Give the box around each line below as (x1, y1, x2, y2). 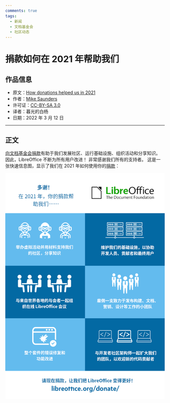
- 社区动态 (10, 29, 30, 35)
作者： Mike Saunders (12, 96, 58, 102)
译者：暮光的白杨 (12, 109, 49, 115)
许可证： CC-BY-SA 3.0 (12, 102, 61, 108)
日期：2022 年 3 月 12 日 (12, 115, 64, 121)
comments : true (5, 8, 37, 13)
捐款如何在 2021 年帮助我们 (5, 54, 119, 65)
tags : (5, 13, 17, 19)
